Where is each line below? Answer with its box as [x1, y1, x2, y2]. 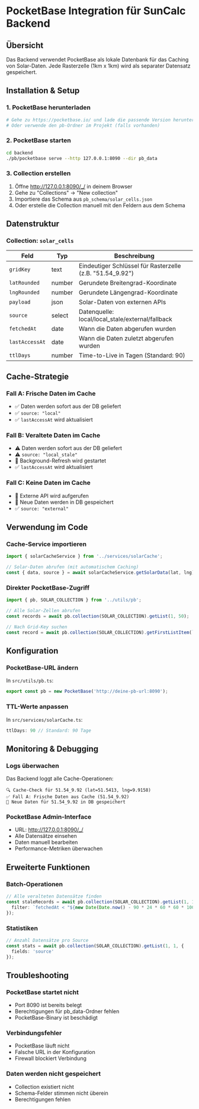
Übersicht [6, 40, 44, 50]
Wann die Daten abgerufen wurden [79, 324, 176, 333]
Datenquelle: [79, 308, 114, 316]
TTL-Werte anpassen [6, 703, 69, 711]
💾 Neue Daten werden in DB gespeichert [14, 499, 114, 506]
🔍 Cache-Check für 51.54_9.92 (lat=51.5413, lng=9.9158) [6, 787, 151, 793]
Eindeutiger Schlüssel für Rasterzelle [79, 262, 181, 270]
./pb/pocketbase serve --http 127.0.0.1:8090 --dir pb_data [6, 155, 158, 161]
